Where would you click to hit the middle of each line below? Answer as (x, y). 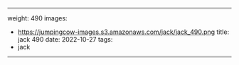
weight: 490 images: (37, 18)
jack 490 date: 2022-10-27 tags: (65, 39)
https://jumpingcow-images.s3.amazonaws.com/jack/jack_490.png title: (123, 32)
